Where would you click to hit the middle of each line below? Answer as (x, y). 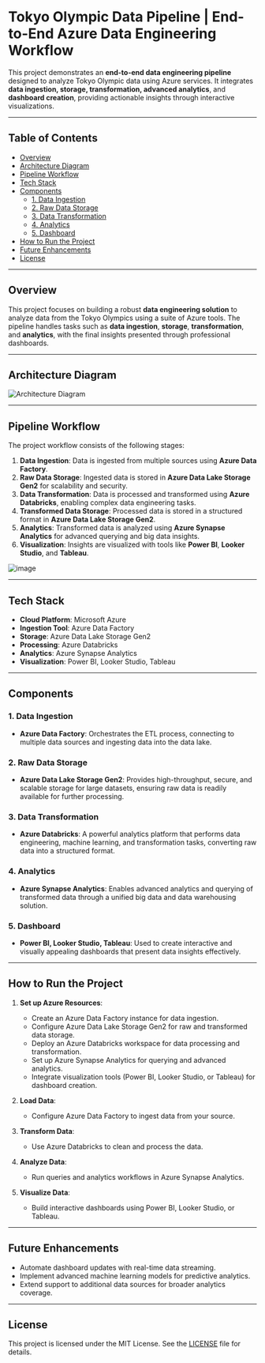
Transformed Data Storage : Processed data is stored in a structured (131, 511)
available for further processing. (72, 796)
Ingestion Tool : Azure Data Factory (77, 628)
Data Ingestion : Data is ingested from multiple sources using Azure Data (138, 461)
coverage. (36, 1293)
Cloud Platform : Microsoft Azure (73, 619)
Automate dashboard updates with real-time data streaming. (118, 1267)
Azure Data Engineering (136, 34)
